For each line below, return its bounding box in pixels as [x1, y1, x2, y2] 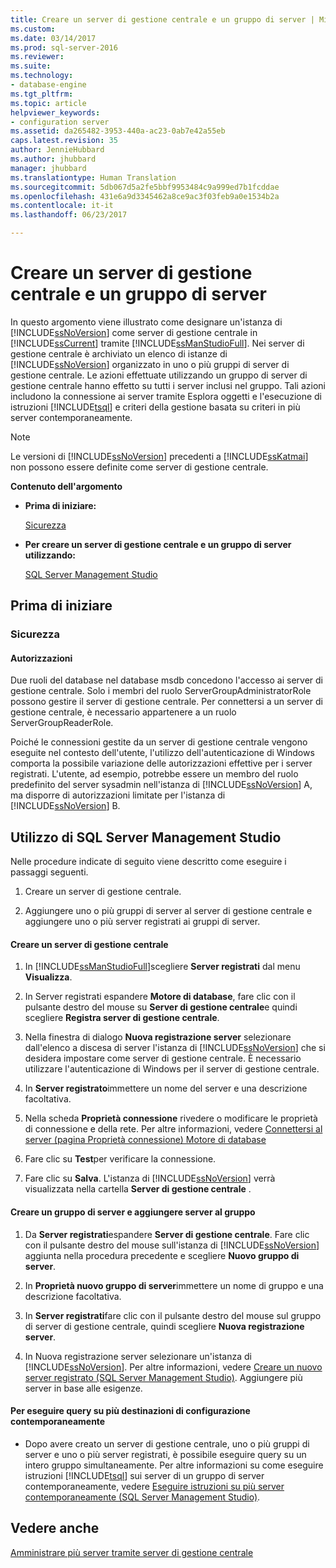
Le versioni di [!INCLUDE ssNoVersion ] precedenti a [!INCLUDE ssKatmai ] [10, 450, 309, 462]
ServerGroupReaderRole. [10, 717, 114, 729]
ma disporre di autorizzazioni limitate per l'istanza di [10, 789, 226, 801]
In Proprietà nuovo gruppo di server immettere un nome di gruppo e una [24, 1279, 324, 1291]
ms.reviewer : [10, 52, 65, 62]
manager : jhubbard [10, 163, 87, 173]
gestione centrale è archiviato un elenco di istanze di [10, 347, 228, 360]
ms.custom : [10, 24, 56, 34]
